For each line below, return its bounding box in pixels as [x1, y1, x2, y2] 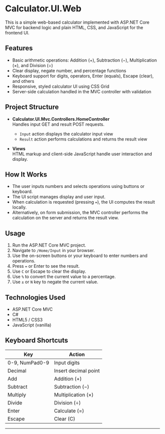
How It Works [5, 170, 48, 179]
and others [12, 78, 34, 84]
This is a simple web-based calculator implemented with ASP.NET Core [5, 19, 150, 25]
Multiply [7, 391, 26, 398]
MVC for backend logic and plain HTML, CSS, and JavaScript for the [5, 24, 143, 30]
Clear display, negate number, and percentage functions [12, 68, 127, 73]
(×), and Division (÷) [12, 62, 53, 68]
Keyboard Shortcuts [5, 336, 68, 345]
